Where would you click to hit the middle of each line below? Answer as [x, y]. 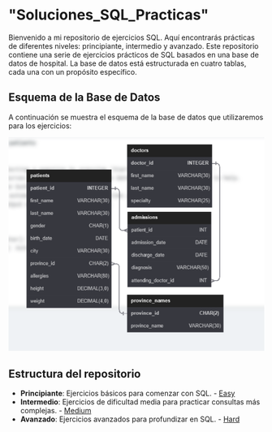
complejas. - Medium [56, 411]
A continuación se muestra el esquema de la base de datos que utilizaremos [136, 117]
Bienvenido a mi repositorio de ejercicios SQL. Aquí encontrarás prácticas [132, 37]
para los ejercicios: [40, 125]
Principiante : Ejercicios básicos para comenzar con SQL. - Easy [127, 393]
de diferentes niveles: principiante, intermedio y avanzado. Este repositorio [134, 45]
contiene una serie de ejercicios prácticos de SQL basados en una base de [134, 54]
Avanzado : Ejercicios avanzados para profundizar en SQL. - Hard [130, 419]
